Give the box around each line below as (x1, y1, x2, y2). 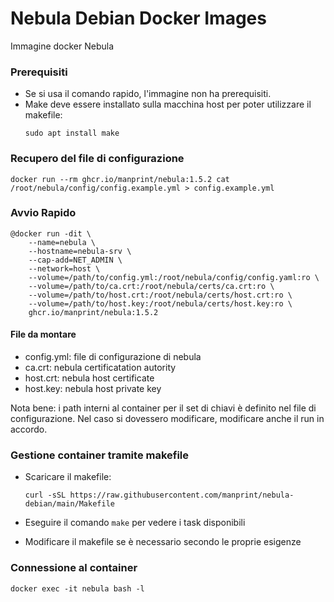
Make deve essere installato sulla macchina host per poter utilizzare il (24, 98, 312, 111)
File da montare (10, 328, 77, 341)
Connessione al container (10, 561, 138, 575)
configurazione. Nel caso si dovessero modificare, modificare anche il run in (10, 413, 325, 425)
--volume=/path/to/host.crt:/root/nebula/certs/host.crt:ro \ (28, 290, 293, 300)
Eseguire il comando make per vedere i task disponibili (24, 517, 246, 529)
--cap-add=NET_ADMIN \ (28, 255, 123, 265)
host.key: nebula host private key (24, 383, 162, 395)
